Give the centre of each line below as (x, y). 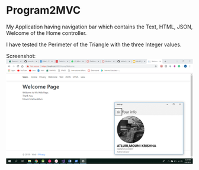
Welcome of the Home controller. (46, 33)
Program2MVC (44, 10)
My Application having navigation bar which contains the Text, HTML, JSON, (99, 27)
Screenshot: (21, 56)
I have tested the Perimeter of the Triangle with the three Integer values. (94, 44)
